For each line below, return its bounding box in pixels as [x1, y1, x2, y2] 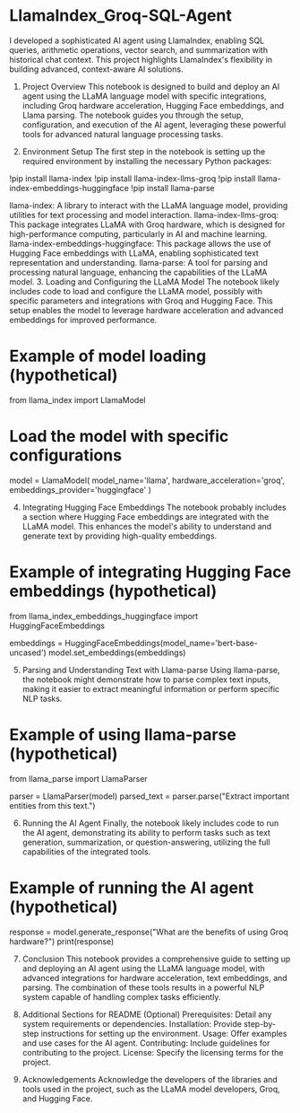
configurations [9, 445, 123, 466]
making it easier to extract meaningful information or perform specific [21, 683, 280, 694]
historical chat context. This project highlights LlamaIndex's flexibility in [9, 54, 273, 65]
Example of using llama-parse [9, 724, 237, 745]
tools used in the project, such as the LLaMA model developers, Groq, [21, 1083, 280, 1094]
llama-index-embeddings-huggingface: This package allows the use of [9, 238, 271, 249]
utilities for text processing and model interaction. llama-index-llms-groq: [9, 209, 279, 220]
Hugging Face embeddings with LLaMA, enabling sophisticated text [9, 248, 260, 259]
